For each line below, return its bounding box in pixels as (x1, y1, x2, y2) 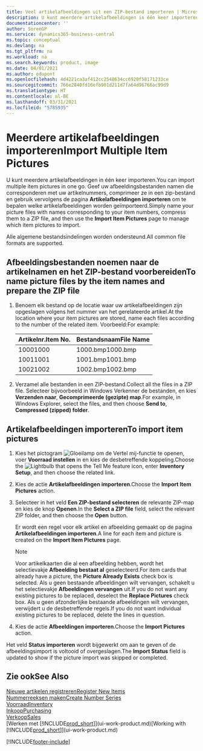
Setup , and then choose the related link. (14, 469, 115, 476)
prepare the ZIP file (6, 285, 80, 296)
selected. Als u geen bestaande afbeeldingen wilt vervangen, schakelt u (14, 579, 195, 586)
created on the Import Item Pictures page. (14, 537, 121, 544)
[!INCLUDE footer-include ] (6, 738, 71, 745)
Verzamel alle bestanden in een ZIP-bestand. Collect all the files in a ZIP (14, 381, 193, 388)
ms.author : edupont (6, 71, 56, 77)
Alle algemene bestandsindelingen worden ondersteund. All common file (6, 233, 186, 240)
